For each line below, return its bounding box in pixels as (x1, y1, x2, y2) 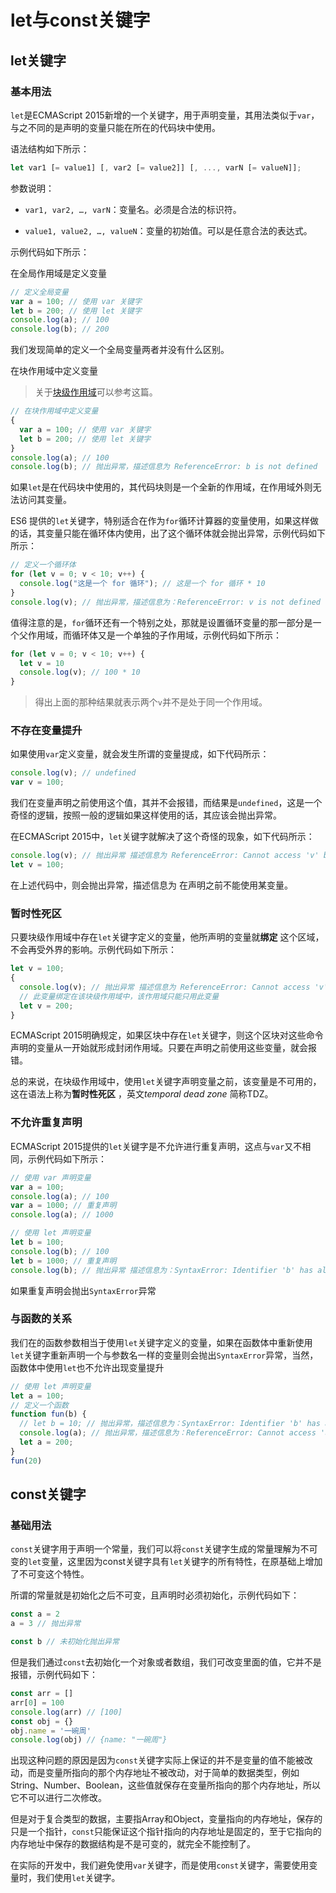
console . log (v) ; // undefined (10, 768, 137, 778)
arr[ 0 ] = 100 (10, 1697, 65, 1708)
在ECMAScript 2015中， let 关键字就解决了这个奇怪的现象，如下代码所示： (10, 831, 315, 843)
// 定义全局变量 (10, 287, 69, 297)
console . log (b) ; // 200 (10, 324, 110, 335)
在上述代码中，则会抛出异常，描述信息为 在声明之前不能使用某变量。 (10, 879, 293, 891)
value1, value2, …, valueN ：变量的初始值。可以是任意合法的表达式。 (24, 224, 313, 236)
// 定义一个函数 (10, 1400, 69, 1410)
